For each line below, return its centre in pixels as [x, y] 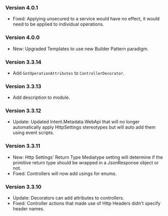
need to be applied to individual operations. [58, 24]
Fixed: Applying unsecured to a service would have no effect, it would [86, 19]
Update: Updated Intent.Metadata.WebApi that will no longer [76, 122]
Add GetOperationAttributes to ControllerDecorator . [68, 73]
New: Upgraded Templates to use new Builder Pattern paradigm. [81, 49]
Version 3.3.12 [23, 111]
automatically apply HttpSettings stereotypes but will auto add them [84, 127]
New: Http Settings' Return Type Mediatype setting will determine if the [88, 157]
